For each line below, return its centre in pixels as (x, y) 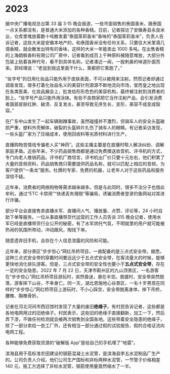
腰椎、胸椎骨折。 (23, 295)
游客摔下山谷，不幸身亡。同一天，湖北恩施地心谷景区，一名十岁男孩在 (87, 283)
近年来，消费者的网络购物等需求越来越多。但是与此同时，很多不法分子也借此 (85, 187)
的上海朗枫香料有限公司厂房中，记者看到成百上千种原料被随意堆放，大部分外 (85, 55)
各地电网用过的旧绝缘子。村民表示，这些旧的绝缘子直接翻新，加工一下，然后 (85, 313)
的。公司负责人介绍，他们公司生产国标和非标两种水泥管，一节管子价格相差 (83, 360)
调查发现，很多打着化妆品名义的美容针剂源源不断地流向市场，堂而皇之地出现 (85, 85)
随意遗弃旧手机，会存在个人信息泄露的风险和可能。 (58, 240)
